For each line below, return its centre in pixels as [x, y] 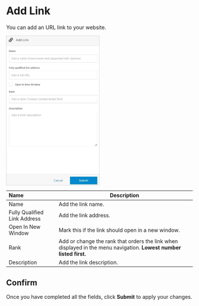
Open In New [25, 227]
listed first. [73, 254]
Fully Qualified [26, 212]
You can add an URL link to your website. [56, 27]
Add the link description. [89, 262]
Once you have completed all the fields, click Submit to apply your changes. [99, 297]
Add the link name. [82, 204]
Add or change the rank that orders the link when [118, 241]
